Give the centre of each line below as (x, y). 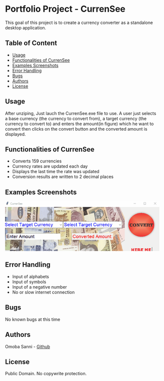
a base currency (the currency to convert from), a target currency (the (76, 118)
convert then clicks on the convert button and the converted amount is (76, 129)
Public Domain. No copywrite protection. (46, 374)
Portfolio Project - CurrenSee (65, 9)
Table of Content (31, 43)
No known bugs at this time (33, 319)
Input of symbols (29, 282)
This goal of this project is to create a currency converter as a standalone (79, 22)
